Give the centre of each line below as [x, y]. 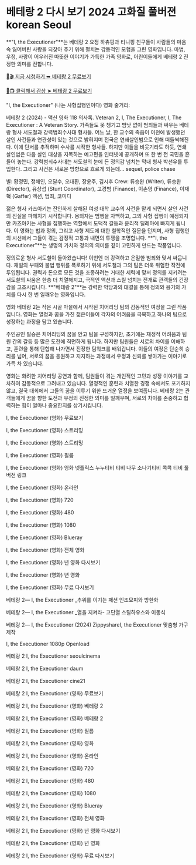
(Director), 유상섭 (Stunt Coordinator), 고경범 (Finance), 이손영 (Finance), [92, 189]
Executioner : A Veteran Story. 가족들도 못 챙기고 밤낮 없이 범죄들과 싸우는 [92, 124]
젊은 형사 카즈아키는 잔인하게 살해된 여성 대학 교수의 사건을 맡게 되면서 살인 [92, 208]
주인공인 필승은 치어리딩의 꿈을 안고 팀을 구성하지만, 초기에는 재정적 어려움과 [94, 334]
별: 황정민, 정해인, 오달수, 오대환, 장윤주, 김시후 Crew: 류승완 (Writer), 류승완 [94, 181]
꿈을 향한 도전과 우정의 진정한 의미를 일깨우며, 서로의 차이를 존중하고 [104, 398]
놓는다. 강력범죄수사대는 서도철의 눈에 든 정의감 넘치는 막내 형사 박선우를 [99, 161]
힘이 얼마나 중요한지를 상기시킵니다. [62, 405]
